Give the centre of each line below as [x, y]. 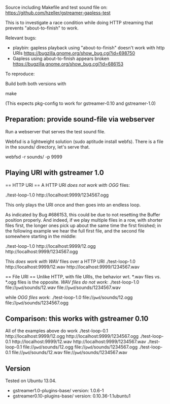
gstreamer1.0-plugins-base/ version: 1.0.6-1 [58, 391]
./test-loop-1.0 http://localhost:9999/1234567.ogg [57, 195]
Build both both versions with [36, 84]
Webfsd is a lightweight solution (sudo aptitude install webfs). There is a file [84, 141]
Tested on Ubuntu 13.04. [31, 381]
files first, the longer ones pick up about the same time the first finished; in [83, 225]
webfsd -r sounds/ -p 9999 [34, 157]
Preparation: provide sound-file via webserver [80, 119]
